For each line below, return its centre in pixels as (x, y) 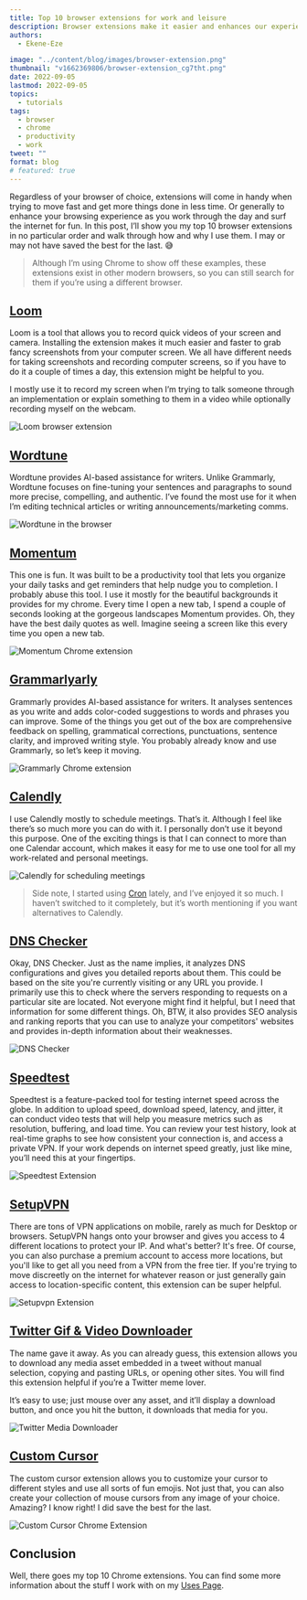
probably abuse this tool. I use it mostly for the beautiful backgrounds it (144, 594)
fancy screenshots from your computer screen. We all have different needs (151, 352)
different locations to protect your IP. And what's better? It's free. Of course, (153, 1246)
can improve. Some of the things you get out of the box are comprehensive (151, 721)
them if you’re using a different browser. (107, 282)
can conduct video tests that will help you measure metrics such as (136, 1119)
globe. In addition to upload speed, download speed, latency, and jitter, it (146, 1109)
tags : (20, 111)
